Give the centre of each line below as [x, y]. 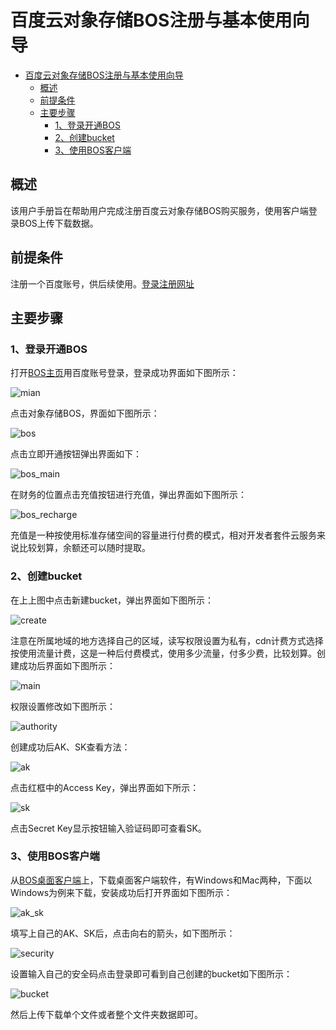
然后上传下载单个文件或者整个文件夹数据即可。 [106, 1014]
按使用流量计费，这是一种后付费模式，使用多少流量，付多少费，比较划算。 [163, 653]
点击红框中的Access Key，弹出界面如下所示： [105, 787]
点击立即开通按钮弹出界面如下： [76, 454]
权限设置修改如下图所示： [63, 706]
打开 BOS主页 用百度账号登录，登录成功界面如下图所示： [124, 373]
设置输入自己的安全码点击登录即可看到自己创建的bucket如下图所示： [151, 973]
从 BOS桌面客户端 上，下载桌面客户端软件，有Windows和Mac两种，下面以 [161, 880]
